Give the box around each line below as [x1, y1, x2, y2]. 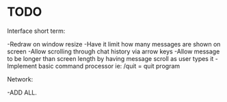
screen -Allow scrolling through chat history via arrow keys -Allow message [7, 47, 220, 55]
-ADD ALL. [7, 88, 38, 97]
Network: [7, 75, 34, 83]
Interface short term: [7, 27, 66, 35]
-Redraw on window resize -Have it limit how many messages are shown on [7, 40, 221, 48]
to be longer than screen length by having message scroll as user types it [7, 54, 214, 62]
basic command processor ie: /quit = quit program [38, 62, 181, 70]
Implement [7, 62, 38, 70]
